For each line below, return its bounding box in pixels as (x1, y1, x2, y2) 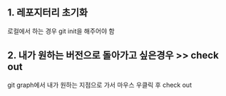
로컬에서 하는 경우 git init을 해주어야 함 (7, 27, 115, 35)
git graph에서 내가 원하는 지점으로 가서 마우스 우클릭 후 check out (7, 80, 192, 89)
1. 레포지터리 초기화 (7, 6, 88, 19)
